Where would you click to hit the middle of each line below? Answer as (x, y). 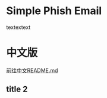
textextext (18, 27)
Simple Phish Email (54, 11)
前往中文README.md (32, 70)
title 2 (17, 89)
